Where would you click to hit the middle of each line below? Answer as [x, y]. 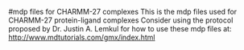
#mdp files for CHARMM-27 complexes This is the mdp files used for [123, 12]
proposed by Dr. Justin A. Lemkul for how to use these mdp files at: [120, 29]
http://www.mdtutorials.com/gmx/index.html [82, 37]
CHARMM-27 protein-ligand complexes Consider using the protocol [121, 20]
